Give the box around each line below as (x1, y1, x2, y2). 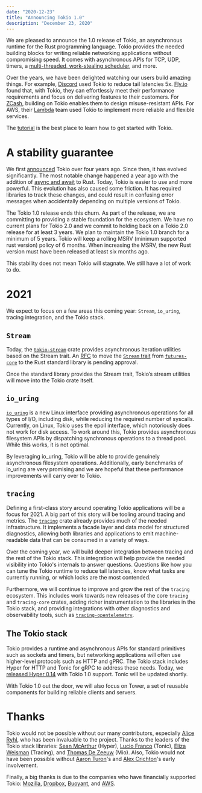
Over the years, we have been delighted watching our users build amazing (6, 74, 191, 82)
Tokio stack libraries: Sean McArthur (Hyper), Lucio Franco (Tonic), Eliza (6, 742, 186, 750)
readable (6, 536, 28, 543)
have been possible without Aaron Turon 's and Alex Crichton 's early (6, 755, 175, 763)
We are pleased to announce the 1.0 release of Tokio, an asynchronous (6, 37, 183, 44)
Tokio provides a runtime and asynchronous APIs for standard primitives (6, 645, 186, 652)
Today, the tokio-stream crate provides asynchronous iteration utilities (6, 346, 181, 353)
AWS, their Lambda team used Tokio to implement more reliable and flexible (6, 106, 195, 114)
